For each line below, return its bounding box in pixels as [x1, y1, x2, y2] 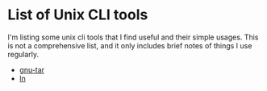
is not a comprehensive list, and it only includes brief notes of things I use [7, 40, 252, 50]
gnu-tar [19, 64, 45, 74]
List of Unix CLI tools [7, 6, 148, 24]
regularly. [7, 49, 40, 59]
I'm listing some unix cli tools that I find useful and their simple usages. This [7, 32, 259, 42]
